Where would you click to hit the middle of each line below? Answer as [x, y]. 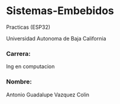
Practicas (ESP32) [28, 27]
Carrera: [18, 53]
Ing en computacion [30, 66]
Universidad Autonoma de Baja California [56, 38]
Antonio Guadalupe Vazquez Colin [48, 95]
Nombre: [19, 82]
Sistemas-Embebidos [60, 11]
